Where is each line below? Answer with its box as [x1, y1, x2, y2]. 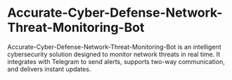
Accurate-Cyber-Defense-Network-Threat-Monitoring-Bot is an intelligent [7, 42, 221, 51]
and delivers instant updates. [7, 65, 91, 73]
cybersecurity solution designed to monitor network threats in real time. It [7, 50, 220, 58]
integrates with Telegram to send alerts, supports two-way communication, [7, 57, 225, 65]
